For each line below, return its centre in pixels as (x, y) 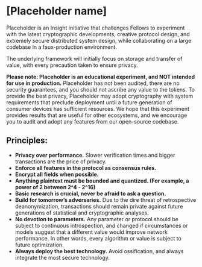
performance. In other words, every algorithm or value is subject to (98, 238)
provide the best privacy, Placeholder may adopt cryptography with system (100, 96)
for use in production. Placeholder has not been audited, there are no (93, 83)
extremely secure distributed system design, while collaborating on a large (99, 40)
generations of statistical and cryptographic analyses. (82, 213)
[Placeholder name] (57, 11)
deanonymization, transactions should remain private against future (99, 206)
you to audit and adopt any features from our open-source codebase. (93, 121)
